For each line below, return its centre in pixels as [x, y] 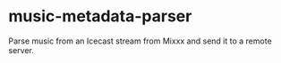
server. [21, 50]
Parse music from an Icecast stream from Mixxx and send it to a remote [140, 41]
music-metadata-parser [100, 16]
